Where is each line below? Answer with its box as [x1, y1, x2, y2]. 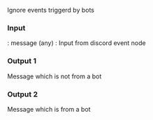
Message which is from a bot [7, 105, 91, 113]
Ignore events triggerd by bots [7, 6, 95, 14]
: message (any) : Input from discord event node [7, 39, 146, 47]
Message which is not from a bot [7, 72, 102, 80]
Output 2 [7, 89, 38, 99]
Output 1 [7, 56, 37, 66]
